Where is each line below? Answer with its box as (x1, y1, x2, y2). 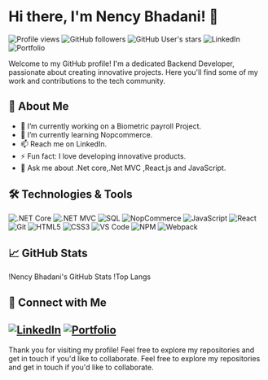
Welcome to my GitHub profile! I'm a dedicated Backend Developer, (8, 59, 235, 68)
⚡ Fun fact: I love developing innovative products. (20, 151, 187, 161)
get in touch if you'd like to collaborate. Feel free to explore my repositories (8, 353, 261, 363)
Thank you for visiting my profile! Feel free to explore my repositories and (8, 345, 255, 355)
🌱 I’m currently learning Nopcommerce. (20, 129, 153, 139)
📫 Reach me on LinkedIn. (20, 138, 108, 149)
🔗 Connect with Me (8, 295, 108, 309)
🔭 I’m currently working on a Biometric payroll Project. (20, 121, 202, 131)
